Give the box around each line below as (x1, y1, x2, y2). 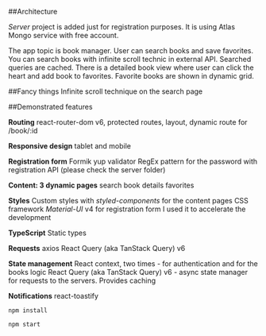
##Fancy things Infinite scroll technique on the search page (8, 87, 203, 96)
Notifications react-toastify (8, 292, 99, 300)
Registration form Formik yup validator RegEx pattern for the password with (8, 156, 258, 166)
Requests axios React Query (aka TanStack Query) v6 (8, 244, 186, 253)
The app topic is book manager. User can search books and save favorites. (8, 46, 254, 55)
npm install (8, 307, 48, 315)
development (8, 213, 52, 222)
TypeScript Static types (8, 228, 87, 238)
